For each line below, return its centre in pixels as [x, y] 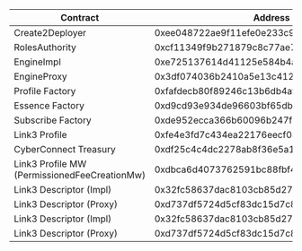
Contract [80, 17]
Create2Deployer [50, 33]
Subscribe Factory [53, 120]
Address [271, 17]
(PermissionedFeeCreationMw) [80, 175]
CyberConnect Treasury [65, 149]
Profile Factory [45, 91]
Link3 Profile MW [50, 164]
